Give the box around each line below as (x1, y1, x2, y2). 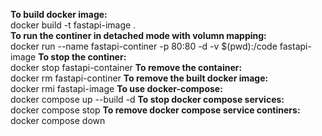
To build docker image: (10, 9, 108, 20)
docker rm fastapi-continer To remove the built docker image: (10, 72, 269, 84)
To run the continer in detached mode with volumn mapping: (10, 30, 267, 41)
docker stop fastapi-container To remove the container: (10, 62, 243, 73)
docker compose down (10, 115, 106, 126)
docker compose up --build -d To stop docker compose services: (10, 94, 285, 105)
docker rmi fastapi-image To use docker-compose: (10, 83, 223, 94)
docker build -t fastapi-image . (10, 19, 137, 31)
